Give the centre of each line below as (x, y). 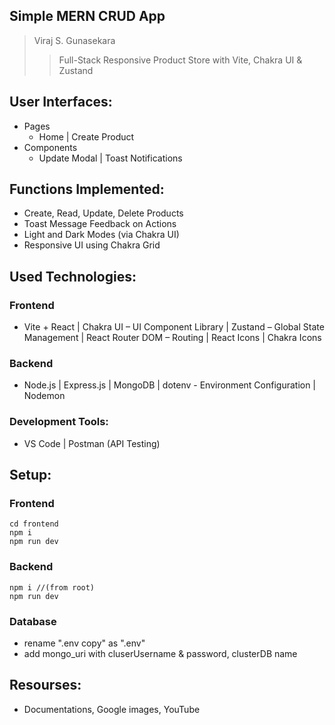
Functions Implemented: (87, 189)
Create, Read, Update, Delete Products (103, 213)
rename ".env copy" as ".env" (84, 643)
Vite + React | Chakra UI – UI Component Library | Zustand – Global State (174, 327)
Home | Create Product (86, 136)
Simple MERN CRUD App (87, 16)
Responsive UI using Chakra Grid (92, 245)
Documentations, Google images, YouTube (112, 709)
